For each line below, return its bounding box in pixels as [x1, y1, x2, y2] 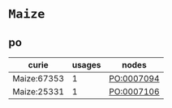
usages [71, 60, 101, 70]
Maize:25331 [12, 86, 65, 97]
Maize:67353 [12, 73, 65, 84]
